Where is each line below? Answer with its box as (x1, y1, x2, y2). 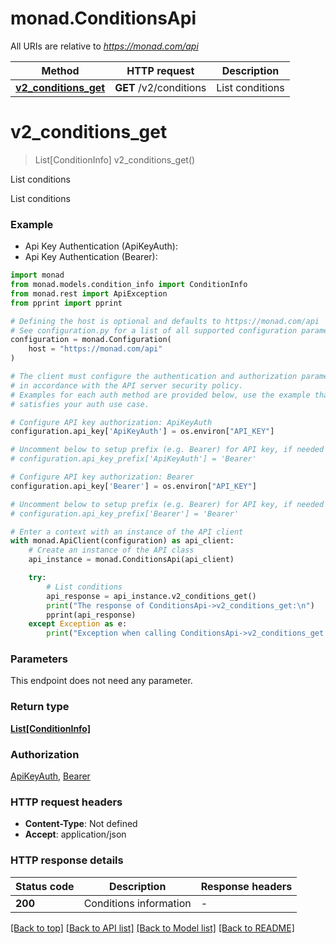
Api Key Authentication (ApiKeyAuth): (24, 240, 178, 252)
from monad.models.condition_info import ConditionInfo (10, 280, 248, 290)
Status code (15, 879, 75, 893)
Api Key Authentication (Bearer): (24, 251, 158, 263)
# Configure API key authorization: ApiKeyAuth (10, 417, 213, 427)
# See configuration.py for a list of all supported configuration (10, 325, 298, 336)
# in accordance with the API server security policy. (10, 380, 244, 391)
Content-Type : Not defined (24, 818, 138, 830)
